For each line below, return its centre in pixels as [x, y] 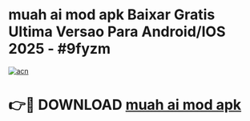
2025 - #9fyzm [59, 49]
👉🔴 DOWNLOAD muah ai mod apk [125, 105]
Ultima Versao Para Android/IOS [117, 32]
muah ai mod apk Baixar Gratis [112, 15]
